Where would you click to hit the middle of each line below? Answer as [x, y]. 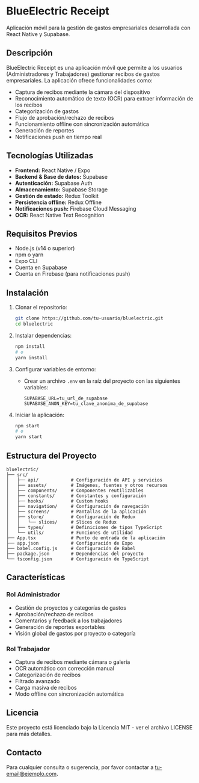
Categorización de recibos [48, 675]
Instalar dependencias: [43, 335]
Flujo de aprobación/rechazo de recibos [64, 117]
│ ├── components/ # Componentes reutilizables [75, 491]
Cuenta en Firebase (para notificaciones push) [72, 274]
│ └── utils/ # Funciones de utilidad [70, 533]
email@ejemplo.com [32, 773]
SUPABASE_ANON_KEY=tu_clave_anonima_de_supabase [86, 404]
